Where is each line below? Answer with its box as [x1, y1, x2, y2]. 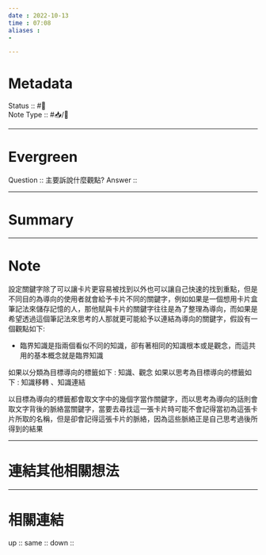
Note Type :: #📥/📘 [8, 110, 69, 120]
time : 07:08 [8, 19, 51, 27]
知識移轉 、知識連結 [21, 377, 85, 387]
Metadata [8, 75, 73, 93]
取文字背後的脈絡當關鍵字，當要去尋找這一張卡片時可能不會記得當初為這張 [8, 404, 251, 413]
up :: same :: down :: [8, 538, 74, 547]
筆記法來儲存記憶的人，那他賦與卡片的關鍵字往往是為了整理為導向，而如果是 [8, 304, 258, 313]
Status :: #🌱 [8, 101, 46, 111]
